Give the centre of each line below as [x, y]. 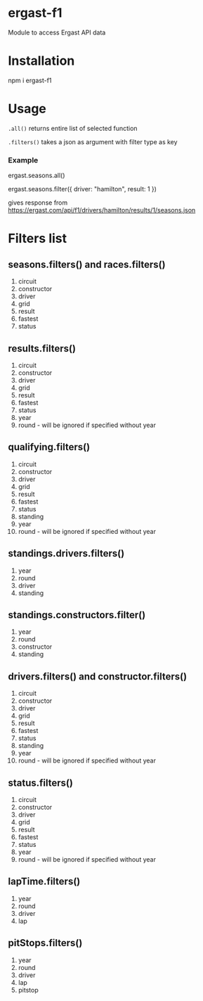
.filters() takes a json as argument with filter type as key [93, 141]
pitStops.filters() [45, 943]
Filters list [38, 239]
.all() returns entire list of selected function [73, 128]
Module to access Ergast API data [57, 32]
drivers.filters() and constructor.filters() [98, 676]
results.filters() [42, 349]
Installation [41, 61]
